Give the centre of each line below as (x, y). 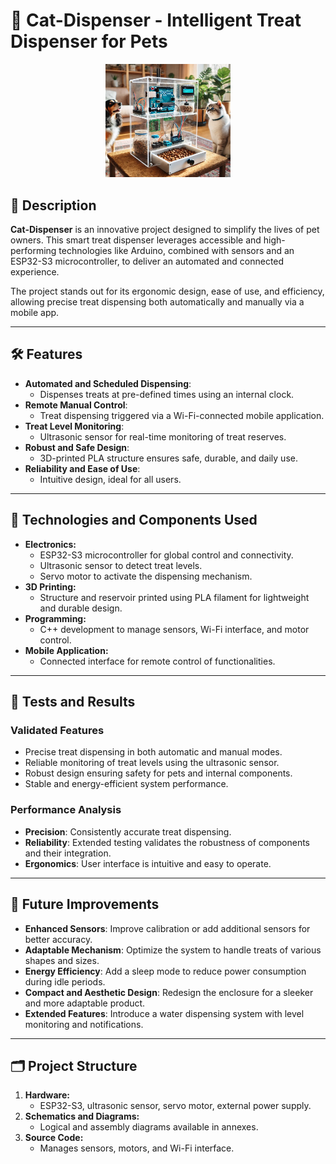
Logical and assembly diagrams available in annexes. (149, 1127)
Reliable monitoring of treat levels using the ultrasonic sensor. (152, 763)
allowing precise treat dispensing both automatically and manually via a (157, 302)
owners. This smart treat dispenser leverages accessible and (136, 240)
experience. (35, 272)
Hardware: (47, 1095)
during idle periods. (65, 981)
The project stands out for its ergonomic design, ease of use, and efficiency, (167, 291)
